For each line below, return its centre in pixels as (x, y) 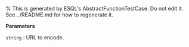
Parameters (20, 26)
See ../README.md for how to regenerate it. (60, 15)
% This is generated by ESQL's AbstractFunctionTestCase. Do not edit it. (94, 9)
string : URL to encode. (35, 37)
